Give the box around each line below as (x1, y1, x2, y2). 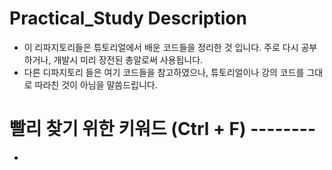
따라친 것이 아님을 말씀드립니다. (34, 78, 158, 91)
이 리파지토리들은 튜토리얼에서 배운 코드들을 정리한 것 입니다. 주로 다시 (23, 41, 299, 53)
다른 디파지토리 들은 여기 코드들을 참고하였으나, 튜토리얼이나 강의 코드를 (23, 66, 305, 78)
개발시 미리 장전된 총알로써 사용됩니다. (53, 53, 204, 66)
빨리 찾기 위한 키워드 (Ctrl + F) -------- (9, 118, 316, 141)
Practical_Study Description (9, 7, 247, 30)
